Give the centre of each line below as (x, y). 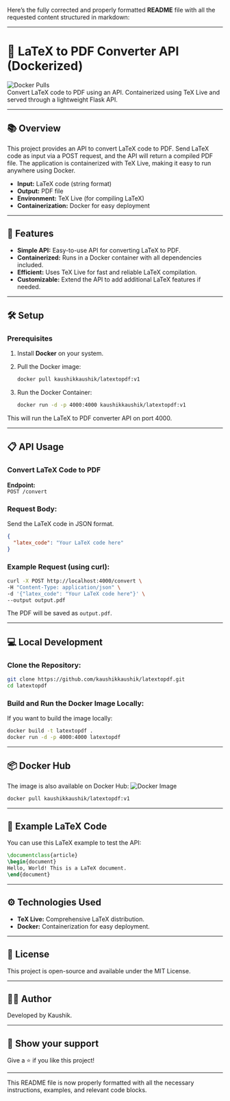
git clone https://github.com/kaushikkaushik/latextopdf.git (96, 679)
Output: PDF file (40, 191)
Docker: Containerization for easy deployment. (84, 926)
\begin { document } (32, 862)
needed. (29, 286)
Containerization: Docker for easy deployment (84, 205)
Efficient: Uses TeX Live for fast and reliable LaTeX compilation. (107, 272)
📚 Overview (34, 129)
